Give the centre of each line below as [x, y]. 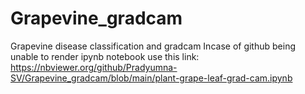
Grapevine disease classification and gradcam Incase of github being [153, 46]
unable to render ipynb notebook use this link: [105, 56]
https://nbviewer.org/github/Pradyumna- [94, 67]
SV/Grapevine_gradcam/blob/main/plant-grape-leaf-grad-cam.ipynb [151, 78]
